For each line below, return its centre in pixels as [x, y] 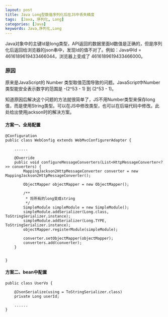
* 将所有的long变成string [50, 198]
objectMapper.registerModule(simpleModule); [71, 229]
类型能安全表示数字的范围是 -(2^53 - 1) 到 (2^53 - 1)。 [61, 89]
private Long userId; [37, 296]
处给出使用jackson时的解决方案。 [40, 112]
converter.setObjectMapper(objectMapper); [68, 238]
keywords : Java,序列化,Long [33, 29]
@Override [25, 158]
